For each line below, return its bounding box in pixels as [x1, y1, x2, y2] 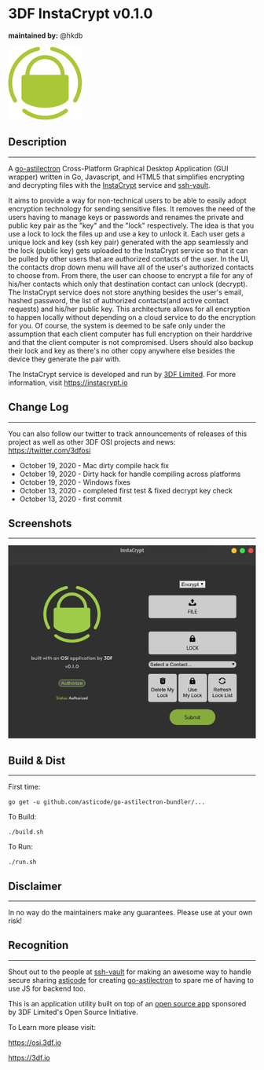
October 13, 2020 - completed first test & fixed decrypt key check [19, 486, 233, 495]
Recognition [8, 939, 69, 952]
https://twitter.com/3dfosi [8, 445, 91, 455]
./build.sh [8, 828, 44, 837]
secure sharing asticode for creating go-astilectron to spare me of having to [8, 975, 254, 984]
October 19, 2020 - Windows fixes [19, 477, 131, 487]
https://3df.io [8, 1053, 50, 1062]
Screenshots [8, 516, 72, 530]
